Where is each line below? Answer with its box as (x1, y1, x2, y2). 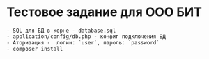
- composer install (6, 45, 63, 52)
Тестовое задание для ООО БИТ (6, 4, 203, 20)
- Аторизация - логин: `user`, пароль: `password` (6, 39, 160, 46)
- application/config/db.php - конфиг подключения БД (6, 33, 167, 40)
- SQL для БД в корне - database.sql (6, 27, 116, 34)
